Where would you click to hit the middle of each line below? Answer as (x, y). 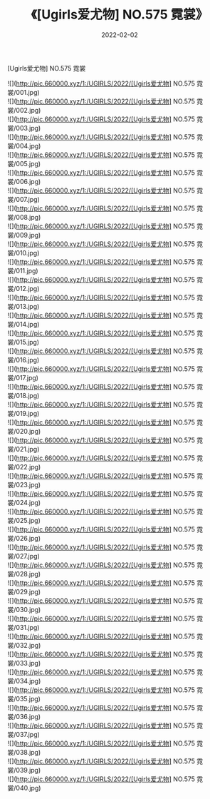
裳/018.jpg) (23, 395)
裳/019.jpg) (23, 413)
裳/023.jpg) (24, 484)
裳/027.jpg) (24, 556)
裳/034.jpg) (24, 681)
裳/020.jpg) (24, 431)
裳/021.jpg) (23, 449)
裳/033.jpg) (24, 663)
